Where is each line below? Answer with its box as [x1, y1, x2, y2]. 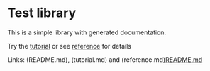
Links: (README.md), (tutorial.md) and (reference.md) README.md [7, 55, 203, 64]
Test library [7, 5, 77, 21]
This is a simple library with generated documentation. [7, 28, 167, 37]
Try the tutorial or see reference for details [7, 41, 131, 50]
